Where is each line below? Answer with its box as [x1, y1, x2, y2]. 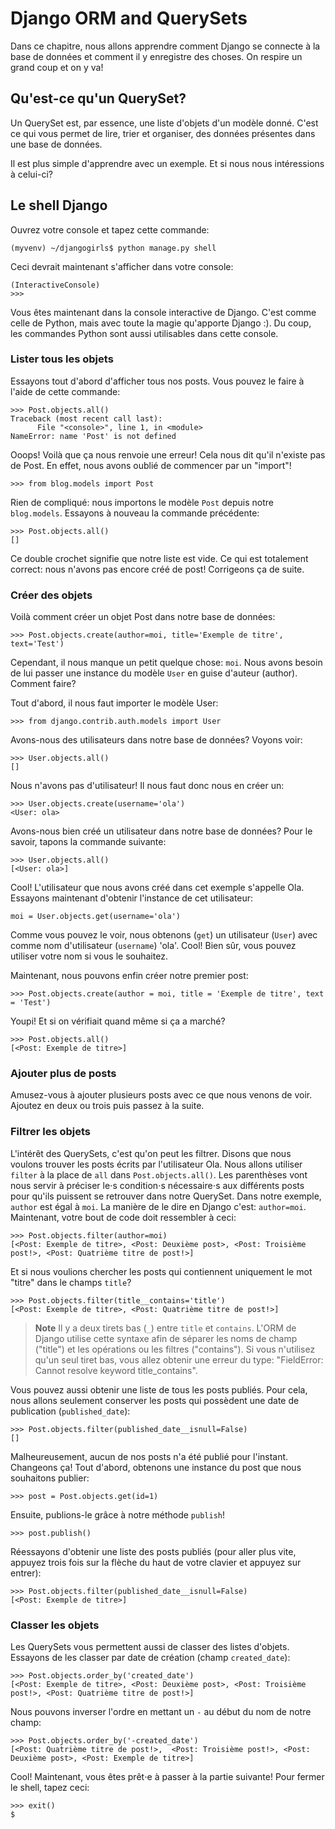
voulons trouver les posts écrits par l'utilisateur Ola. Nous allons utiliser [10, 1158, 303, 1170]
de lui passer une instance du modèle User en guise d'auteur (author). [10, 667, 298, 679]
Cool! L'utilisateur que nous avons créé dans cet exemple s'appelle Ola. [10, 882, 305, 894]
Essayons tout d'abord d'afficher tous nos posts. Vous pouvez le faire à [10, 375, 305, 387]
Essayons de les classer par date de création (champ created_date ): [10, 1652, 291, 1664]
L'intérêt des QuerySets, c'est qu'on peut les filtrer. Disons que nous [10, 1147, 292, 1159]
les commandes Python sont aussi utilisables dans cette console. [10, 327, 279, 339]
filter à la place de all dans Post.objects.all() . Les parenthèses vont [10, 1168, 308, 1181]
